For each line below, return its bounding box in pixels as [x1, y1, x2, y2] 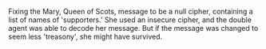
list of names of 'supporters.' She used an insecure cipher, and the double [8, 15, 252, 24]
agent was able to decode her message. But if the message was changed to [8, 24, 259, 32]
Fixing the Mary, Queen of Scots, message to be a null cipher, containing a [8, 7, 253, 16]
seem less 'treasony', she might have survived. [8, 32, 163, 41]
